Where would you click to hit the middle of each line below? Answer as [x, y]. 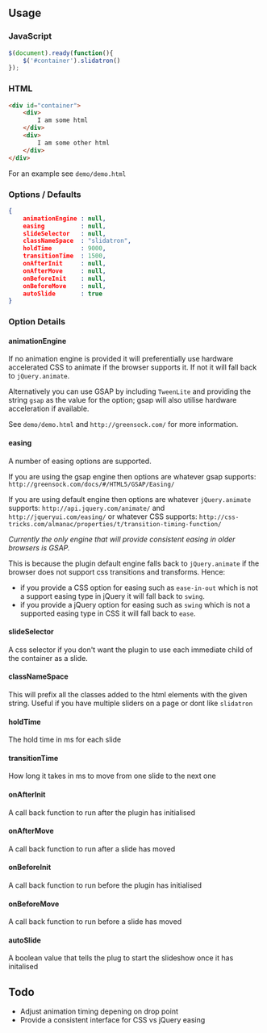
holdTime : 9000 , [65, 249]
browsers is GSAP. [39, 547]
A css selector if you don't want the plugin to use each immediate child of [131, 650]
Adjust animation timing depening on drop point [99, 1011]
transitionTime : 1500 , [65, 256]
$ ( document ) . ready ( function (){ [61, 53]
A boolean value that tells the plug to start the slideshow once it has [121, 958]
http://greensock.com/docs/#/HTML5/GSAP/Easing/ [92, 484]
